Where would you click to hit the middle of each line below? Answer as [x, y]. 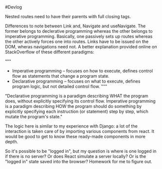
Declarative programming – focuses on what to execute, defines [76, 81]
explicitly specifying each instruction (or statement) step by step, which [77, 111]
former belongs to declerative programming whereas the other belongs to [79, 31]
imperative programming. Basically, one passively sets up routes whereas [79, 36]
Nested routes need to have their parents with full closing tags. [68, 16]
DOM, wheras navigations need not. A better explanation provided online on [81, 47]
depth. [12, 142]
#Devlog [14, 7]
